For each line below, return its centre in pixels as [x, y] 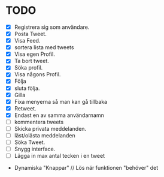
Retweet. [25, 108]
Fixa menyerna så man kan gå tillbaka [61, 101]
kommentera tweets [39, 122]
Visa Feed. [27, 41]
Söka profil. [28, 68]
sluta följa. [27, 88]
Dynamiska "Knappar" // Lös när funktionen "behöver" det [86, 168]
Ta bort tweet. [31, 61]
